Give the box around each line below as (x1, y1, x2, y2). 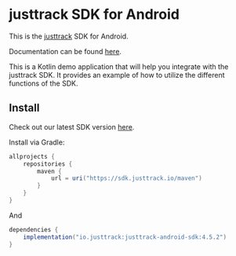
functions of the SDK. (9, 79, 78, 88)
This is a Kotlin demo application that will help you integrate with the (9, 61, 229, 71)
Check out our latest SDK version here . (9, 122, 135, 131)
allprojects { (9, 152, 56, 160)
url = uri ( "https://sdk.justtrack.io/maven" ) (50, 174, 202, 182)
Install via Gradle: (9, 137, 65, 147)
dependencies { (9, 225, 59, 233)
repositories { (23, 159, 73, 168)
